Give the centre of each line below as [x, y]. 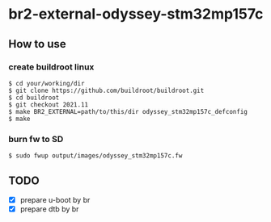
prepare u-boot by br [55, 199]
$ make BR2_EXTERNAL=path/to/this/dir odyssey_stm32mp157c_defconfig [128, 111]
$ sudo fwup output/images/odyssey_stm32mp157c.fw [95, 156]
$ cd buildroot [34, 98]
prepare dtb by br [49, 209]
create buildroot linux [51, 67]
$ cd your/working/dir [47, 83]
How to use [37, 44]
